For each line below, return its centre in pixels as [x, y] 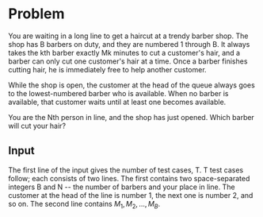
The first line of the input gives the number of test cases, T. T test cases [126, 170]
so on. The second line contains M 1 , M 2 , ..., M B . [84, 205]
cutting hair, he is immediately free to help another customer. [108, 69]
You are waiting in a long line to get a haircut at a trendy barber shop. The [128, 36]
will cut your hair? [37, 126]
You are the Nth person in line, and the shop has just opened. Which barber [131, 117]
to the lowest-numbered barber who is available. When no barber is [118, 93]
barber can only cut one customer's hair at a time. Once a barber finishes [128, 61]
